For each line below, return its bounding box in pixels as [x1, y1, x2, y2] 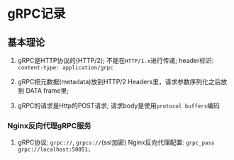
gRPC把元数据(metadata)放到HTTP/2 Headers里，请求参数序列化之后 [17, 78, 221, 86]
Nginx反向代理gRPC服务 [7, 120, 91, 130]
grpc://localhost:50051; [17, 146, 91, 154]
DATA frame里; [26, 86, 69, 95]
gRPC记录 [7, 6, 66, 22]
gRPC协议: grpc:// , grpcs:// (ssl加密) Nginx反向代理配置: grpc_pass [17, 138, 215, 147]
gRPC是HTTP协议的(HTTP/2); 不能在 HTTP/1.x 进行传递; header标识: [17, 57, 214, 64]
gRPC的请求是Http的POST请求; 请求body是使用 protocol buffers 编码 [17, 101, 220, 110]
